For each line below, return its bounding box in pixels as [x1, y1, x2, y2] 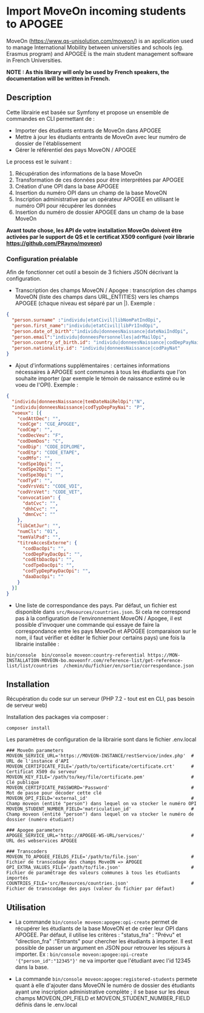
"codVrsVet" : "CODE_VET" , [17, 489, 83, 495]
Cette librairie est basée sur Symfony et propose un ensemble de [6, 108, 169, 116]
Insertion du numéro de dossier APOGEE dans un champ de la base [15, 208, 184, 216]
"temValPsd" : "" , [17, 534, 61, 540]
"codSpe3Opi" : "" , [17, 472, 64, 478]
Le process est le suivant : [6, 158, 72, 165]
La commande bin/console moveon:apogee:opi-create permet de [15, 918, 178, 926]
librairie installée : [15, 640, 59, 647]
